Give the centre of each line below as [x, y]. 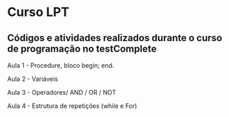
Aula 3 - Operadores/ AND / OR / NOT [62, 92]
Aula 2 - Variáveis [32, 79]
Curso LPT [38, 12]
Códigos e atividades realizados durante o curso [115, 38]
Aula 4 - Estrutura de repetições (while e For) [72, 106]
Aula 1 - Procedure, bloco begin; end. [61, 65]
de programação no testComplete [82, 48]
